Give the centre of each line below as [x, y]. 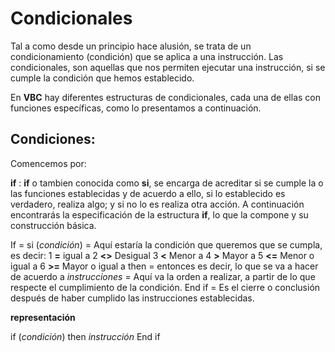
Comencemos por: [48, 163]
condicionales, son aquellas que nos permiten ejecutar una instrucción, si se [168, 67]
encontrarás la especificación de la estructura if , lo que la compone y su [159, 214]
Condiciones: [53, 139]
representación [43, 317]
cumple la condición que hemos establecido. [102, 78]
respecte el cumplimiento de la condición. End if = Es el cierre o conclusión [165, 287]
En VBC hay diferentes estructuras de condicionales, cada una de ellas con [165, 97]
